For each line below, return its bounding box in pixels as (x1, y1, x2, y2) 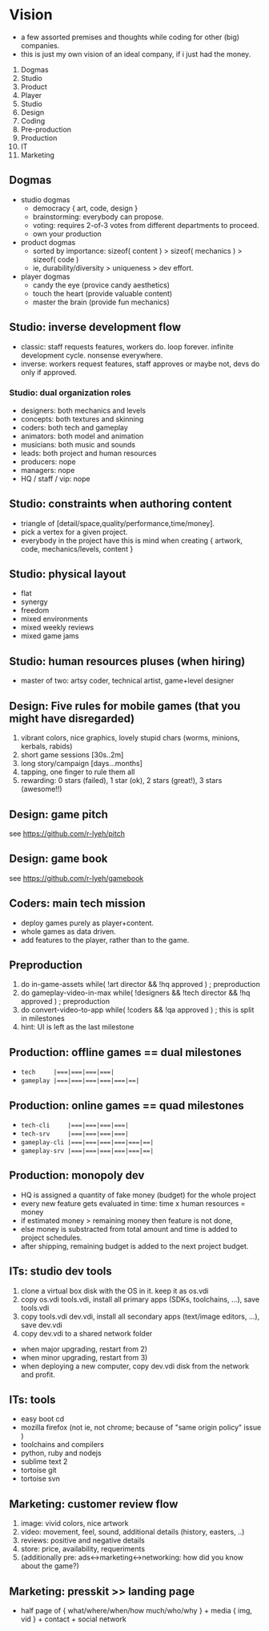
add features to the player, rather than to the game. (20, 935, 190, 944)
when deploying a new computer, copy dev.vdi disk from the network (20, 1361, 250, 1371)
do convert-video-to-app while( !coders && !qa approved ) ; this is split (20, 1005, 255, 1015)
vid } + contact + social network (20, 1614, 126, 1624)
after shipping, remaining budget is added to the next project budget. (20, 1241, 249, 1250)
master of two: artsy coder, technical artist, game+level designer (20, 676, 235, 686)
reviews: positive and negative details (20, 1535, 145, 1545)
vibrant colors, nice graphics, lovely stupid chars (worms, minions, (20, 733, 240, 743)
